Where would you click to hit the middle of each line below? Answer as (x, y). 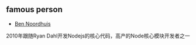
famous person (35, 10)
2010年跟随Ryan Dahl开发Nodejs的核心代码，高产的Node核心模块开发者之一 (98, 36)
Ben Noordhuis (32, 23)
